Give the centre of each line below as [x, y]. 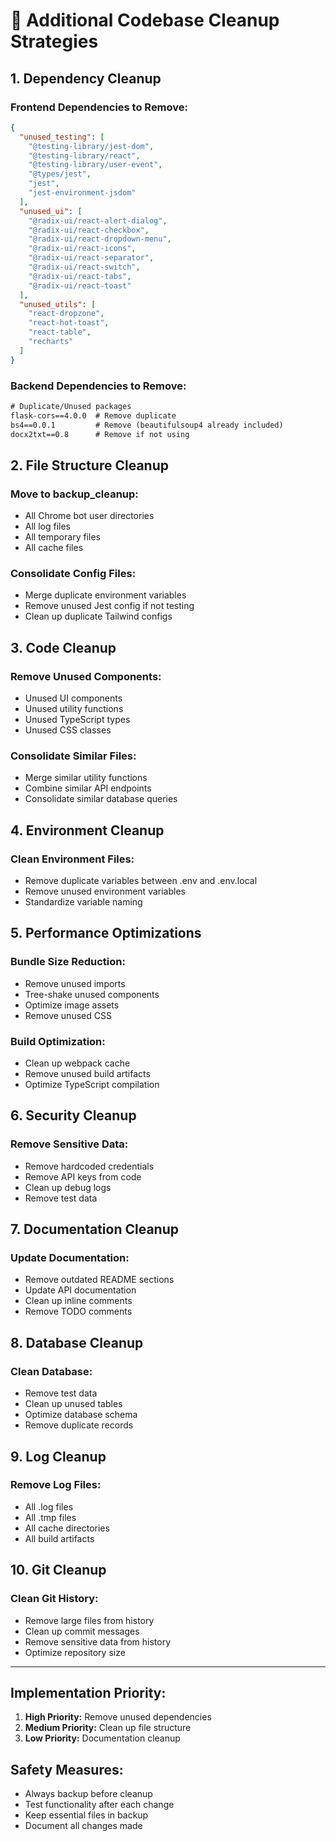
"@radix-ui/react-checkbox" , [89, 230]
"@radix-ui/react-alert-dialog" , [98, 220]
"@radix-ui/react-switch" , [84, 267]
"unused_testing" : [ [62, 137]
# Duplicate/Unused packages [71, 406]
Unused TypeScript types [77, 720]
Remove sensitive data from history [98, 1641]
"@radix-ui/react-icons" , [82, 249]
